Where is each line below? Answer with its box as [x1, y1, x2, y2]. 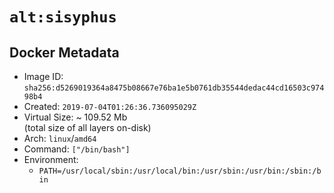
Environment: [23, 154, 79, 165]
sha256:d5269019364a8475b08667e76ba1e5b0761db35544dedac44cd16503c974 [23, 83, 325, 93]
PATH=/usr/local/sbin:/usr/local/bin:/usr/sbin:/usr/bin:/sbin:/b [38, 166, 322, 176]
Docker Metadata [9, 44, 120, 61]
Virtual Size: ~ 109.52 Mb [23, 111, 128, 123]
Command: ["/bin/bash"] [23, 143, 131, 155]
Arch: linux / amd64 [23, 133, 97, 144]
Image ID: [23, 71, 64, 82]
